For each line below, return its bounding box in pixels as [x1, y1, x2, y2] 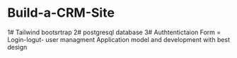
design [7, 43, 28, 51]
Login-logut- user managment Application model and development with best [7, 35, 231, 43]
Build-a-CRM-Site [7, 5, 115, 21]
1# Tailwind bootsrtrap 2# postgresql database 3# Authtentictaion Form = [7, 28, 221, 36]
